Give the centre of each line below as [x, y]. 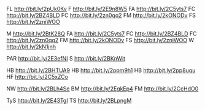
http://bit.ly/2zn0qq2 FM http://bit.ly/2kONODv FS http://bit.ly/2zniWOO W [100, 40]
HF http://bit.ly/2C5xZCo [37, 77]
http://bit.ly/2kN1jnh [31, 46]
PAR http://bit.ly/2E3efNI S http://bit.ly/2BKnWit [66, 58]
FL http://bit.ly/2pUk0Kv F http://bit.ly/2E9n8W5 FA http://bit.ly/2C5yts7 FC [101, 9]
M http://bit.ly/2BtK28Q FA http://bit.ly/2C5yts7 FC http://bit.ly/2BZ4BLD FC [102, 34]
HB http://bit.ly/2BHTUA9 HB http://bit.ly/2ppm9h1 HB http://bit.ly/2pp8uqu [101, 70]
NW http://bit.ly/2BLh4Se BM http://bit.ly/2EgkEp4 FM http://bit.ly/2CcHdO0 [102, 89]
